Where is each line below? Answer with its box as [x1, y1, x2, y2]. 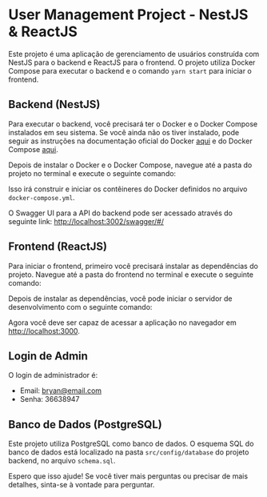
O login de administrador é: [8, 371, 98, 380]
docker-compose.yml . [8, 192, 75, 202]
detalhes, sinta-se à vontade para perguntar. [8, 480, 155, 490]
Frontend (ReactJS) [8, 240, 108, 254]
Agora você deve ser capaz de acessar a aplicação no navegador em [8, 318, 237, 327]
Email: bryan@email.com [19, 386, 102, 395]
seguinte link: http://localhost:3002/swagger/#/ [8, 216, 165, 226]
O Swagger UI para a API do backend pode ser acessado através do [8, 208, 233, 218]
